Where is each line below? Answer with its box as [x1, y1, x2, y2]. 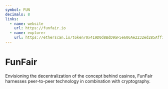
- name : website [9, 21, 43, 26]
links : [5, 16, 19, 21]
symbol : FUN [5, 7, 30, 12]
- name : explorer [9, 30, 46, 35]
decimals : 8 [5, 12, 30, 17]
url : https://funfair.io [14, 26, 66, 31]
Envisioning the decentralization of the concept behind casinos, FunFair [5, 73, 153, 79]
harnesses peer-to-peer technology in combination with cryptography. [5, 78, 151, 84]
